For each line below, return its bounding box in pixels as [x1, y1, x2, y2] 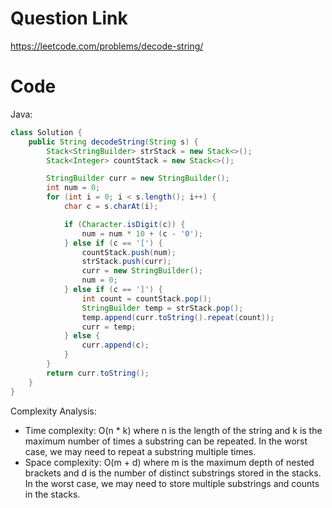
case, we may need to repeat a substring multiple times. [24, 445, 257, 457]
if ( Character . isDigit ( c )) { [63, 219, 186, 229]
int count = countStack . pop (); [81, 293, 213, 304]
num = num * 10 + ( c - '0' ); [81, 228, 203, 239]
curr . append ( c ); [81, 340, 150, 351]
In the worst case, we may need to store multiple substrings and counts [24, 477, 320, 489]
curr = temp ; [81, 322, 137, 332]
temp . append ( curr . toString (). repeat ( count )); [81, 312, 275, 322]
